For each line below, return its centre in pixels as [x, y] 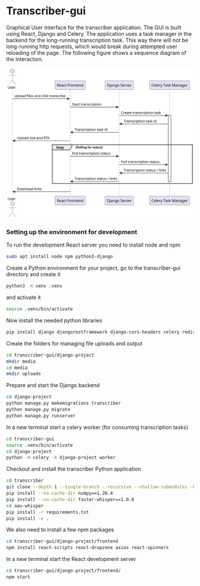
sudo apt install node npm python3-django [60, 257]
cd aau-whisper [25, 506]
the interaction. [25, 59]
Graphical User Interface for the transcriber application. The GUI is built [94, 27]
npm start [18, 577]
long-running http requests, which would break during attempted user [92, 46]
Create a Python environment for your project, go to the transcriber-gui [93, 268]
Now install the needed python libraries [54, 320]
